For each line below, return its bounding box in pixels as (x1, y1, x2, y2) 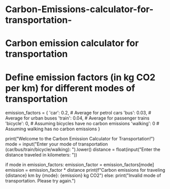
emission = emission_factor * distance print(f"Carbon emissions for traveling (5, 167, 165, 173)
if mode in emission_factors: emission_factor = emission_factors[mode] (5, 162, 154, 168)
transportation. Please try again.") (5, 178, 76, 184)
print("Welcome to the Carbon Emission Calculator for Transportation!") (5, 136, 155, 142)
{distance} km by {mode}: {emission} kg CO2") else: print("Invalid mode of (5, 172, 161, 178)
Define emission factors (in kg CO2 (5, 71, 156, 83)
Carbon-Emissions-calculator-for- (5, 4, 154, 15)
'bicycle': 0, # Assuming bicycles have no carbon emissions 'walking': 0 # (5, 121, 160, 127)
